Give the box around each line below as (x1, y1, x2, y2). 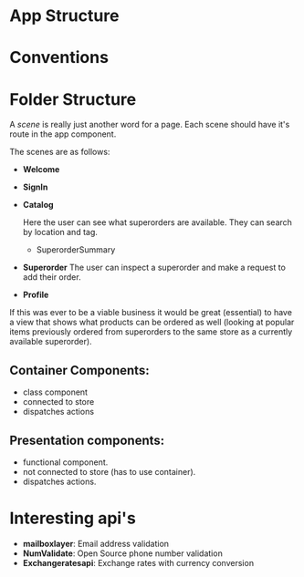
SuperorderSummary (36, 244, 116, 255)
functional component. (22, 457, 109, 468)
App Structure (9, 5, 120, 26)
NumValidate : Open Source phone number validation (22, 548, 224, 559)
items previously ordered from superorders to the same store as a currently (9, 326, 293, 337)
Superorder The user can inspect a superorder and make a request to (22, 262, 286, 273)
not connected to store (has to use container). (22, 466, 196, 477)
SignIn (22, 181, 48, 192)
